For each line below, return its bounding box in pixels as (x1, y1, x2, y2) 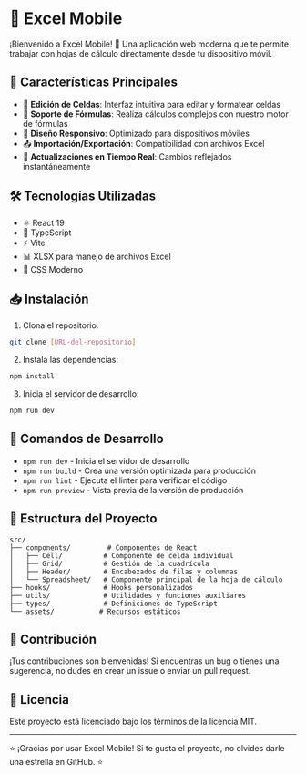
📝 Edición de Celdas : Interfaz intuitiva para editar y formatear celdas (22, 98, 280, 109)
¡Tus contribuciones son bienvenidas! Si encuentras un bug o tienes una (9, 656, 280, 666)
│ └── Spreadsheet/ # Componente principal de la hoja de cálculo (9, 574, 283, 584)
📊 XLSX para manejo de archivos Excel (22, 251, 171, 262)
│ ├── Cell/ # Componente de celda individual (9, 551, 234, 560)
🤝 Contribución (9, 632, 97, 647)
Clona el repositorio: (22, 320, 99, 331)
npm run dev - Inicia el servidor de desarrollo (22, 455, 190, 466)
